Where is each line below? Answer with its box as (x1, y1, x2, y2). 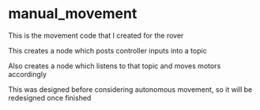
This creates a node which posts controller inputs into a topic (8, 46, 207, 55)
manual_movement (8, 5, 138, 23)
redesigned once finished (8, 93, 92, 102)
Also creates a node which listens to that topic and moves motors (8, 60, 221, 71)
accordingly (8, 69, 47, 79)
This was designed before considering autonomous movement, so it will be (8, 84, 253, 94)
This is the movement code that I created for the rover (8, 31, 184, 40)
